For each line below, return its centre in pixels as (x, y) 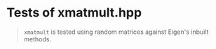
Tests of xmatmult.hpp (74, 13)
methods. (38, 39)
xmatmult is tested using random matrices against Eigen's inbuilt (116, 32)
